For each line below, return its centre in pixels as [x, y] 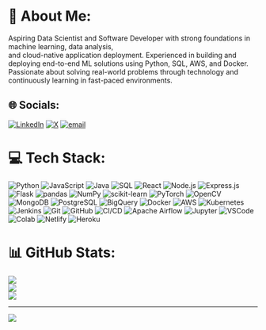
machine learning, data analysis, [61, 46]
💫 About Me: [50, 16]
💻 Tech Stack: [57, 157]
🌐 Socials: [34, 105]
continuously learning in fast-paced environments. [90, 80]
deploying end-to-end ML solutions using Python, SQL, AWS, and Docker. [129, 63]
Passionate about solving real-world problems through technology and [123, 71]
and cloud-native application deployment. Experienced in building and [123, 55]
